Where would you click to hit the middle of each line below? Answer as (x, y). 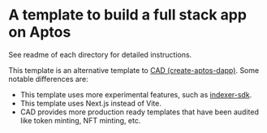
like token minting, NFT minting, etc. (80, 120)
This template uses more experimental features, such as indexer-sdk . (136, 94)
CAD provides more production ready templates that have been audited (140, 112)
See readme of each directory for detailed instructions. (100, 54)
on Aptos (40, 32)
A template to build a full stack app (128, 15)
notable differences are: (48, 79)
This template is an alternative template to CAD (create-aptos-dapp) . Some (134, 70)
